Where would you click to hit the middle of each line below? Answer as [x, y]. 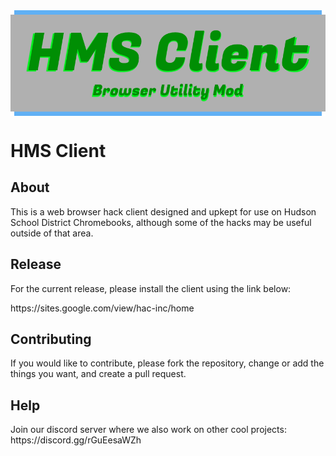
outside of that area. [52, 233]
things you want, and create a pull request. [98, 374]
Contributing [51, 339]
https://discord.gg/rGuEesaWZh [76, 440]
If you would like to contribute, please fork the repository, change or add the [167, 363]
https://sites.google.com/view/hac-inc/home [102, 308]
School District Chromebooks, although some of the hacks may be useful [161, 222]
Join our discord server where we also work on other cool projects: [148, 430]
